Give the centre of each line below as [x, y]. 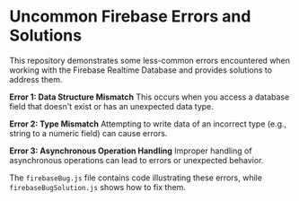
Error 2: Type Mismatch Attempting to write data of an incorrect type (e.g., [148, 124]
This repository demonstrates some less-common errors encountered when [149, 60]
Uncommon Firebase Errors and [130, 17]
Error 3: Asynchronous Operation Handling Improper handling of [131, 151]
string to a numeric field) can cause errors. [88, 133]
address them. [36, 79]
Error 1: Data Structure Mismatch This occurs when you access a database [149, 97]
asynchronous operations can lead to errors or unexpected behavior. [136, 160]
